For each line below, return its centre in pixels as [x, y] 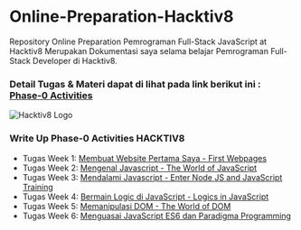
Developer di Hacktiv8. [75, 60]
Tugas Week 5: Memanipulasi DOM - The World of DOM [127, 206]
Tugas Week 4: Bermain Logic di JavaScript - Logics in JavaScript [146, 197]
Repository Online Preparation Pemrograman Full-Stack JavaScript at [138, 41]
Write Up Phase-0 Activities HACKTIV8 [97, 139]
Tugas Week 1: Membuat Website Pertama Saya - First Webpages [145, 158]
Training [38, 187]
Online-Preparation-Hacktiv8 [122, 17]
